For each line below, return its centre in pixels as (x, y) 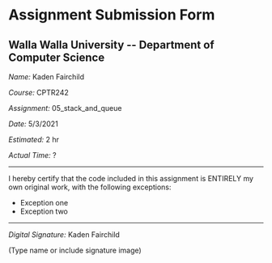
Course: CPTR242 (38, 92)
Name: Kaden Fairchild (47, 77)
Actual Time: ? (32, 155)
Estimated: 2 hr (34, 140)
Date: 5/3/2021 (33, 124)
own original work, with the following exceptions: (90, 187)
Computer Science (57, 57)
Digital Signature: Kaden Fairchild (64, 235)
